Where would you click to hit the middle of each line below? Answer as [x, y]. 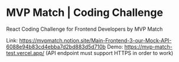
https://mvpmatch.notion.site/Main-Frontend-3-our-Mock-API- [95, 40]
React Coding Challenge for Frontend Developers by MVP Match [84, 29]
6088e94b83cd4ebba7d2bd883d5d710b [56, 47]
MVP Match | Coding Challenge [85, 13]
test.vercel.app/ [25, 53]
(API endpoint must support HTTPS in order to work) [109, 53]
